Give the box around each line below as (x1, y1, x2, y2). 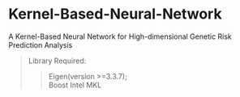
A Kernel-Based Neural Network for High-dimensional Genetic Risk (8, 32, 233, 41)
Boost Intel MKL (48, 80, 102, 90)
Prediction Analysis (8, 40, 73, 49)
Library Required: (28, 56, 87, 65)
